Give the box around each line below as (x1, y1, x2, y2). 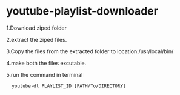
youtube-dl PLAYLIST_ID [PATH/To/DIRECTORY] (12, 83, 126, 89)
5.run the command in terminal (6, 71, 83, 78)
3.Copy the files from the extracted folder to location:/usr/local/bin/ (6, 47, 174, 55)
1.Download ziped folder (6, 24, 67, 31)
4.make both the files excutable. (6, 59, 87, 67)
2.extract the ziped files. (6, 36, 67, 43)
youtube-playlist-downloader (6, 4, 159, 18)
